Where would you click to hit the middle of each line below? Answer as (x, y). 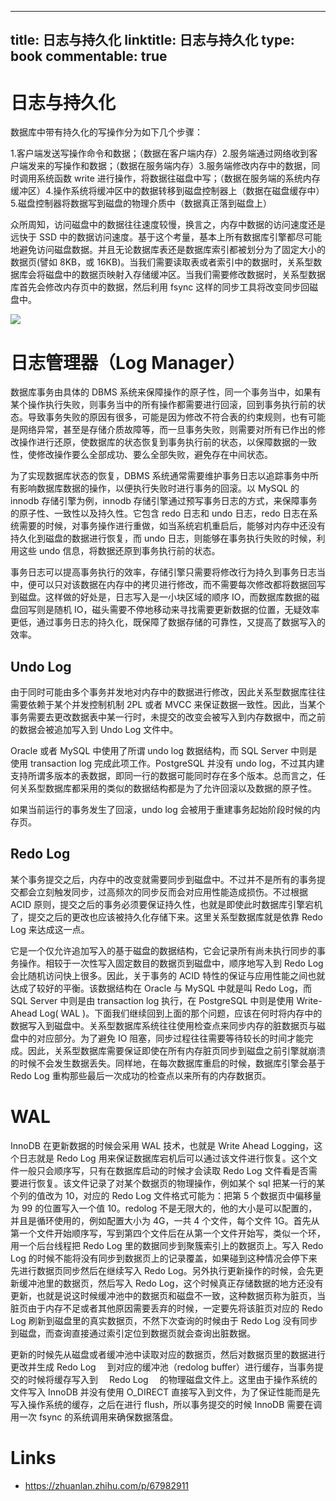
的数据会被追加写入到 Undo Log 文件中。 (94, 730)
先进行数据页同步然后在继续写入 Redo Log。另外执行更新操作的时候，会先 (162, 1270)
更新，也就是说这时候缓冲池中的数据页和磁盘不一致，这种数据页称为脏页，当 (168, 1295)
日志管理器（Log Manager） (128, 362)
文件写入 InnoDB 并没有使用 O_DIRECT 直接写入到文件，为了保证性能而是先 (165, 1392)
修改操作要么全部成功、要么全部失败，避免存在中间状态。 (154, 455)
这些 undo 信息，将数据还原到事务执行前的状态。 (119, 551)
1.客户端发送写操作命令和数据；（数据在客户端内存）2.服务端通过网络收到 (160, 153)
